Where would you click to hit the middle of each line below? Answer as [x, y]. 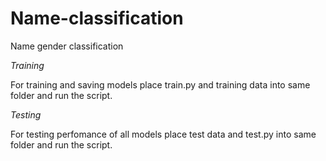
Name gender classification [67, 46]
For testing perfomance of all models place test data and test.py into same [163, 134]
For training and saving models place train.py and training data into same [160, 84]
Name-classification [97, 18]
